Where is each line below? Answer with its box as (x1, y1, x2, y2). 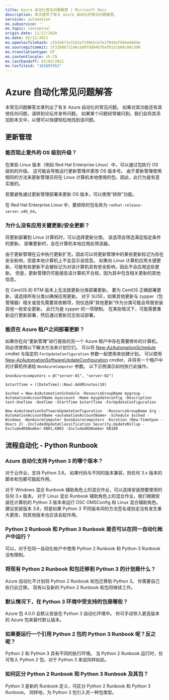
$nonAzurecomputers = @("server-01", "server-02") (5, 373, 114, 378)
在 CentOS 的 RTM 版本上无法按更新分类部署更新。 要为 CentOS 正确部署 (5, 287, 157, 293)
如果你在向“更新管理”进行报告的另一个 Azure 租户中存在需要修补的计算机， (5, 338, 161, 344)
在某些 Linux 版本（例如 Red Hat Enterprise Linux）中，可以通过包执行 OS (5, 161, 158, 167)
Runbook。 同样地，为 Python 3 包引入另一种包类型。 (5, 689, 117, 695)
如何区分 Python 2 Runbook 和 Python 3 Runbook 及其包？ (5, 670, 149, 677)
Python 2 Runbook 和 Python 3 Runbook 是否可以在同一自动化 (5, 526, 158, 533)
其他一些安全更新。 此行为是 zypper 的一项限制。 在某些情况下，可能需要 (5, 306, 157, 312)
